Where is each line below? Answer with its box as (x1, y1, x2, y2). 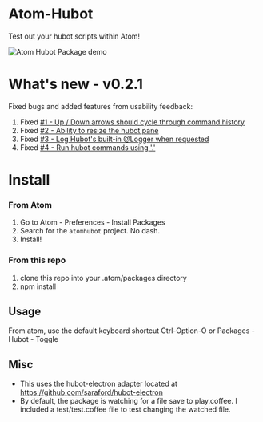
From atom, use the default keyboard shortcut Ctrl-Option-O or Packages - (8, 326, 256, 335)
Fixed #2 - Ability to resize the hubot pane (19, 125, 159, 135)
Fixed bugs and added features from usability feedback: (8, 101, 193, 111)
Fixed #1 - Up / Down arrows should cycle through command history (19, 117, 245, 127)
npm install (19, 282, 57, 291)
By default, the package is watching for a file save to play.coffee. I (19, 396, 237, 406)
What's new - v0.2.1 (8, 75, 144, 93)
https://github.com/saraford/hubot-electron (19, 388, 164, 397)
